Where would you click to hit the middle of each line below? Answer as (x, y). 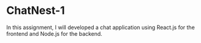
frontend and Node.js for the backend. (54, 33)
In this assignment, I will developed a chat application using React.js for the (100, 27)
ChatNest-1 (36, 11)
